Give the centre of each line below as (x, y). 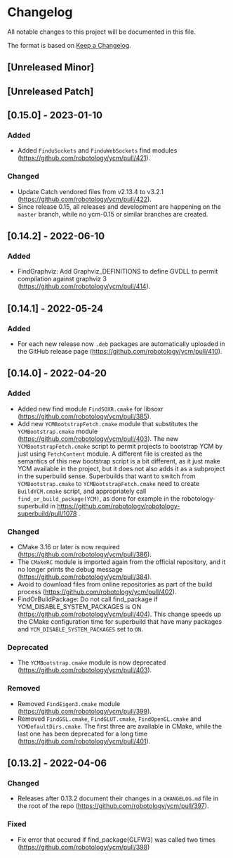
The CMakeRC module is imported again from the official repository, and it (121, 562)
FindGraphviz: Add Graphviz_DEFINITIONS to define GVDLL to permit (118, 271)
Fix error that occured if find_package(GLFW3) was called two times (116, 839)
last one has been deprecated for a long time (82, 734)
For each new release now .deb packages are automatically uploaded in (121, 344)
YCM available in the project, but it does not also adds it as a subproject (121, 468)
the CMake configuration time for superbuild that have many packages (120, 622)
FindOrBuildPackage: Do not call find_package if (87, 599)
